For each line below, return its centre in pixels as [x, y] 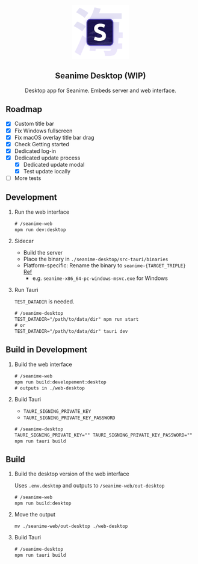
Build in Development [47, 350]
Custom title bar [34, 124]
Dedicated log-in [35, 151]
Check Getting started [42, 144]
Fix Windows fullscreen [43, 131]
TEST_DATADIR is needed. [44, 301]
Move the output [35, 515]
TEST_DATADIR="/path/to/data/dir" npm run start [76, 319]
